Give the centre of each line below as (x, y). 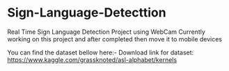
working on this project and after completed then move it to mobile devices (115, 39)
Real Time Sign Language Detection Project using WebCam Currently (106, 32)
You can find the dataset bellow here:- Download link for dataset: (101, 52)
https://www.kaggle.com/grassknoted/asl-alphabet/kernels (92, 59)
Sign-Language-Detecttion (87, 13)
